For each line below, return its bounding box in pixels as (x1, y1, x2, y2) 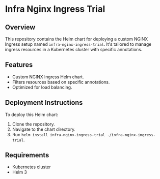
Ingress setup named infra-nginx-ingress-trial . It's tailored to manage (5, 41, 152, 47)
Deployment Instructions (5, 98, 83, 107)
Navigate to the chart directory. (12, 126, 76, 132)
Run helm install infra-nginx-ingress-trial (12, 131, 106, 137)
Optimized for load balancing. (12, 84, 72, 90)
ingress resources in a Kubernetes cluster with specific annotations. (5, 47, 143, 52)
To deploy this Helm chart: (5, 112, 58, 118)
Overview (5, 23, 36, 31)
